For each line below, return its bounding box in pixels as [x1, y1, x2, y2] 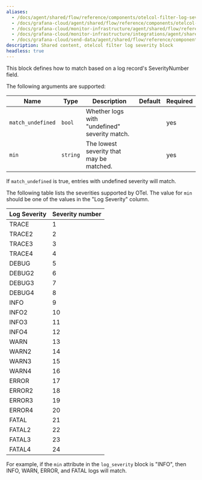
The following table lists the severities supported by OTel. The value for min [6, 189, 192, 196]
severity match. [85, 129, 130, 138]
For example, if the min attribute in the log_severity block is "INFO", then [6, 460, 186, 467]
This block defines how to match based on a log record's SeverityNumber [6, 64, 189, 72]
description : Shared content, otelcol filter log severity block [6, 43, 173, 49]
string [61, 151, 80, 158]
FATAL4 [9, 445, 31, 454]
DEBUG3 [9, 278, 34, 287]
